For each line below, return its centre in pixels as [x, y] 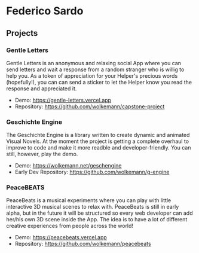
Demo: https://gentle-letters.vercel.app [63, 100]
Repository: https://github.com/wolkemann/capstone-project [90, 106]
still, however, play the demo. [42, 154]
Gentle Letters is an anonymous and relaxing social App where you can [94, 63]
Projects [22, 33]
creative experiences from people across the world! [70, 226]
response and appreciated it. [42, 89]
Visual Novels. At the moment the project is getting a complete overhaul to [98, 141]
